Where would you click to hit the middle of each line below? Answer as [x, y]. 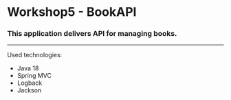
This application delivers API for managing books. [92, 34]
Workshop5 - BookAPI [72, 12]
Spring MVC [34, 76]
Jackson [29, 90]
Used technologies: [35, 55]
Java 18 [28, 68]
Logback [30, 83]
